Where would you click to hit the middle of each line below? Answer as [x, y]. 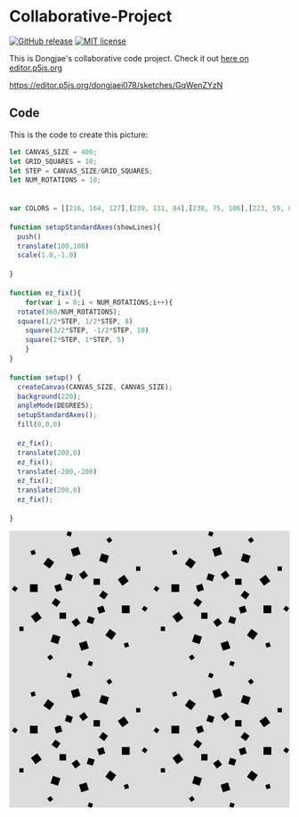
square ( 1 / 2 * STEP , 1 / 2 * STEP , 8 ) [75, 321]
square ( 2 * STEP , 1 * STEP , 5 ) [75, 340]
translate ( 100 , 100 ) [53, 246]
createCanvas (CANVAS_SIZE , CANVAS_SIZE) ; [95, 387]
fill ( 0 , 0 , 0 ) [40, 425]
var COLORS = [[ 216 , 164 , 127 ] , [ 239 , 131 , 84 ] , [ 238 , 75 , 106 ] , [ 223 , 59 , [147, 208]
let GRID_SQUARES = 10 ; [53, 161]
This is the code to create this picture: [79, 135]
